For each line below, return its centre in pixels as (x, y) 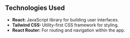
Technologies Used (35, 8)
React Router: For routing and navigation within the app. (69, 30)
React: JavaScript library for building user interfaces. (65, 19)
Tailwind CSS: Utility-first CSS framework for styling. (65, 25)
